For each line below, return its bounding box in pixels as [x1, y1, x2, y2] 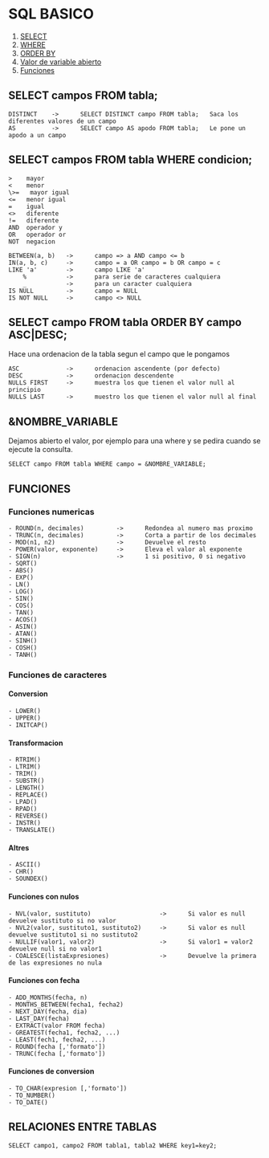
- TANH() [8, 650, 38, 659]
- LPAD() [8, 798, 38, 806]
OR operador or [8, 230, 67, 239]
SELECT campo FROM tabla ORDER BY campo [8, 315, 243, 329]
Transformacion [8, 738, 63, 748]
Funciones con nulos [8, 892, 79, 901]
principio [8, 386, 42, 394]
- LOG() [8, 587, 35, 595]
